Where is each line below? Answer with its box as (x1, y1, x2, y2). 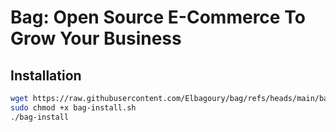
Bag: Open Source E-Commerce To (10, 6, 306, 29)
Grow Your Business (10, 27, 182, 50)
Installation (10, 67, 82, 84)
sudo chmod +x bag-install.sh (10, 102, 137, 113)
